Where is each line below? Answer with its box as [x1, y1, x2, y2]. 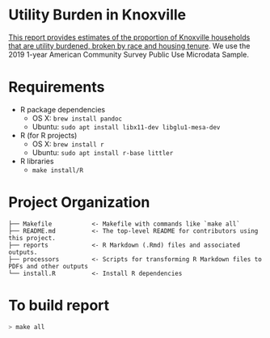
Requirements [8, 78, 105, 96]
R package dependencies [19, 104, 106, 114]
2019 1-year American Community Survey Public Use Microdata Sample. [8, 49, 249, 59]
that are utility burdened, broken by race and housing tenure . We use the [8, 40, 251, 50]
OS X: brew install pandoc [32, 113, 123, 123]
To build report [8, 297, 110, 315]
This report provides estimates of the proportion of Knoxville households [8, 32, 251, 42]
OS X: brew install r [32, 139, 104, 149]
